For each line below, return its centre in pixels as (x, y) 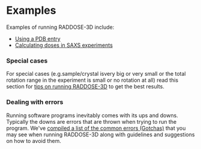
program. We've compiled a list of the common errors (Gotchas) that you (96, 128)
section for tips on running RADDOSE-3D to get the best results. (85, 87)
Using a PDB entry (38, 38)
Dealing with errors (35, 102)
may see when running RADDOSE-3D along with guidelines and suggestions (100, 134)
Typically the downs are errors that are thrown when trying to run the (91, 121)
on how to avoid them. (34, 141)
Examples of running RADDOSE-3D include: (60, 27)
